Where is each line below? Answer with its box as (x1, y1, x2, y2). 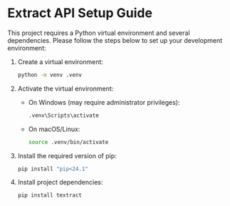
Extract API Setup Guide (7, 5, 153, 21)
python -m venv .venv (17, 71, 82, 78)
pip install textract (17, 192, 82, 199)
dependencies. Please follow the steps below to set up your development (7, 36, 223, 44)
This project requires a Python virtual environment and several (7, 29, 190, 37)
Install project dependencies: (17, 178, 103, 187)
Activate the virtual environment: (17, 84, 114, 93)
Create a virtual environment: (17, 57, 103, 66)
